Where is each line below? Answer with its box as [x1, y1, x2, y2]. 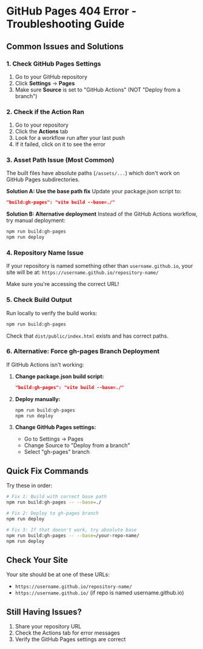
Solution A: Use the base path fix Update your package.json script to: [6, 188, 182, 195]
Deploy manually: [15, 395, 61, 402]
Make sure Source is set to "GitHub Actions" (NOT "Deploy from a [15, 86, 181, 93]
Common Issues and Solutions [6, 41, 124, 52]
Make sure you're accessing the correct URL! [6, 281, 119, 288]
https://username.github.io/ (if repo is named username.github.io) [15, 589, 184, 596]
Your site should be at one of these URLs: [6, 571, 110, 578]
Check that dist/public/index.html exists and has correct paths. [6, 332, 168, 339]
